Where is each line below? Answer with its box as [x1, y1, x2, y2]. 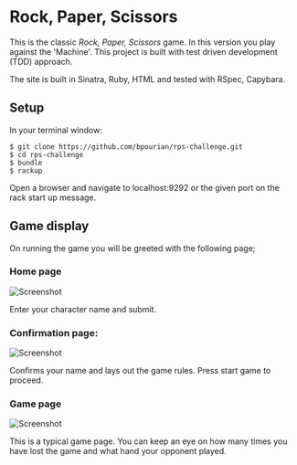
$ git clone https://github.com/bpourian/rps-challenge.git [9, 142, 244, 152]
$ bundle [9, 158, 43, 167]
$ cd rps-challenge [9, 150, 84, 159]
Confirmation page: [9, 326, 99, 339]
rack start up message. [9, 192, 97, 203]
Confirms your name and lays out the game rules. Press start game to [9, 365, 271, 376]
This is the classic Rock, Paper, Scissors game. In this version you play [9, 37, 276, 48]
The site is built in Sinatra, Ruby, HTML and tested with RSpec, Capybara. [9, 73, 286, 84]
